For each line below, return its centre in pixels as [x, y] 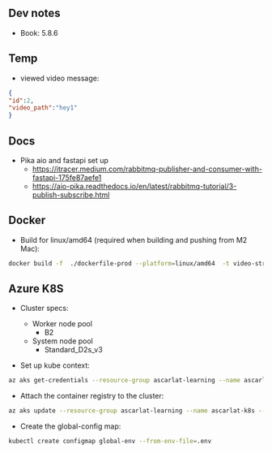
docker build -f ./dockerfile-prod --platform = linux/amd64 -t [119, 263]
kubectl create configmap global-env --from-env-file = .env [110, 442]
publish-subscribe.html [71, 195]
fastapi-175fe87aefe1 [67, 177]
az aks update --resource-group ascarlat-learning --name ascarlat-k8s [132, 411]
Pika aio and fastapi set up [64, 160]
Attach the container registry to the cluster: [92, 396]
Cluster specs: [44, 308]
